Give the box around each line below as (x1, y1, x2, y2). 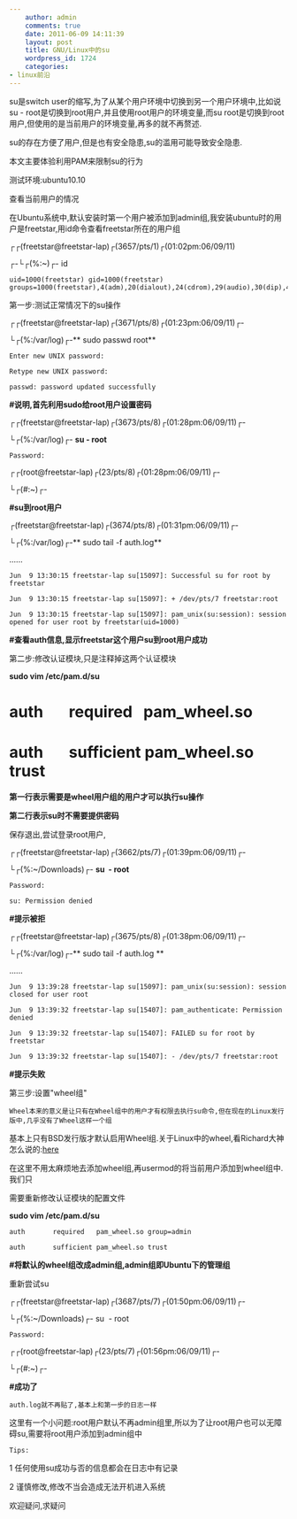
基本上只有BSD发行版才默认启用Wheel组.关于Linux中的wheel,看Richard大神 (9, 1132, 285, 1143)
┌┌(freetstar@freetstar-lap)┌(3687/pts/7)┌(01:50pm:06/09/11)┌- (9, 1296, 246, 1307)
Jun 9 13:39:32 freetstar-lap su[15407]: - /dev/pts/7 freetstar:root (9, 1052, 278, 1060)
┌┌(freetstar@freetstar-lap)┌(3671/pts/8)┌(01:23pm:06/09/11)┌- (9, 317, 245, 328)
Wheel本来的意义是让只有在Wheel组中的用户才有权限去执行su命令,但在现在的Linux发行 (9, 1106, 285, 1115)
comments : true (25, 21, 81, 30)
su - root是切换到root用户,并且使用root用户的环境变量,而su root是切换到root (9, 107, 285, 118)
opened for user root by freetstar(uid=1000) (9, 617, 179, 627)
